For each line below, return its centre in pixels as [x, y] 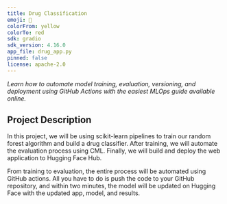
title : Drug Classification [47, 13]
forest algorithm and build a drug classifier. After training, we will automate [112, 144]
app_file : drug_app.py [39, 52]
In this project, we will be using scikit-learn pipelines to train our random [109, 136]
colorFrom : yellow [33, 26]
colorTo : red [26, 33]
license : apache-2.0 [37, 64]
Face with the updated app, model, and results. [74, 193]
